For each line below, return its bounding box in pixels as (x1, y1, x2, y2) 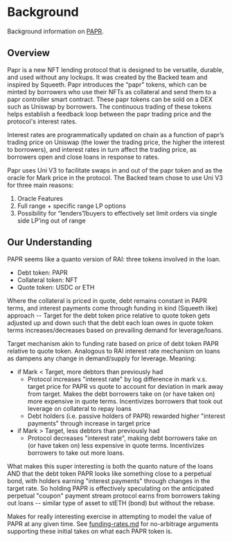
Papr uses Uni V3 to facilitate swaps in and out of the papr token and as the (7, 166, 223, 174)
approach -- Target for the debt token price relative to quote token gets (7, 311, 211, 320)
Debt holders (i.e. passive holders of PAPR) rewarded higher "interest (27, 412, 226, 420)
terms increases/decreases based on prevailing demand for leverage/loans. (7, 326, 224, 334)
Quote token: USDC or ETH (17, 283, 95, 291)
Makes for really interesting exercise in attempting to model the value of (7, 512, 213, 521)
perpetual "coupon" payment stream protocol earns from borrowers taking (7, 491, 220, 500)
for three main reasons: (7, 181, 74, 189)
